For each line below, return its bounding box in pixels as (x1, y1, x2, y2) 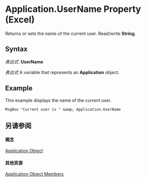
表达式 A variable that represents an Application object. (5, 69, 120, 75)
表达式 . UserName (5, 59, 44, 65)
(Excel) (5, 14, 35, 25)
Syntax (5, 45, 28, 53)
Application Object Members (5, 171, 64, 177)
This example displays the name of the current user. (5, 97, 112, 103)
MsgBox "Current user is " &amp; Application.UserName (5, 107, 121, 112)
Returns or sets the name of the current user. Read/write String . (5, 30, 136, 36)
